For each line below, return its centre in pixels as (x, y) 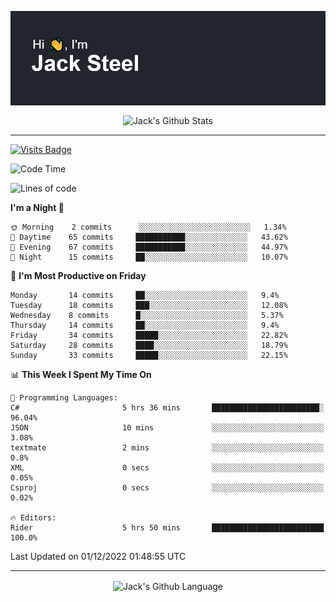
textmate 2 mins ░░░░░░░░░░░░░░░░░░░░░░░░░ (167, 447)
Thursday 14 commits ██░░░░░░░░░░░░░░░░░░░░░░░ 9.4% (145, 325)
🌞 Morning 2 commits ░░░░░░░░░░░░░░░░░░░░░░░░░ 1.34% (148, 227)
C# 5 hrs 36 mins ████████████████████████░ (167, 407)
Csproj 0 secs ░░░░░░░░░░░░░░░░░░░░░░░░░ (167, 487)
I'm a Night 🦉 (37, 207)
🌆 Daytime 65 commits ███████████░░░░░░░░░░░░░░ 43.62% (149, 237)
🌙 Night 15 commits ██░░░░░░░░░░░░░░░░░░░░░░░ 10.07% (149, 257)
